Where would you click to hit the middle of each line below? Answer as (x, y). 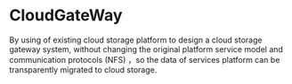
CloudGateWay (66, 15)
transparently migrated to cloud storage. (83, 69)
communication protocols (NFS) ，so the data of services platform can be (145, 59)
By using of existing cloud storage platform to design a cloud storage (136, 40)
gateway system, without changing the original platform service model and (146, 49)
